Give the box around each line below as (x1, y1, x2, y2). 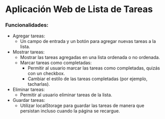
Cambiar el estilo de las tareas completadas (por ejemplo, (27, 76, 148, 82)
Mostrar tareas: (12, 49, 45, 55)
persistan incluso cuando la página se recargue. (20, 108, 120, 114)
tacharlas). (27, 81, 50, 87)
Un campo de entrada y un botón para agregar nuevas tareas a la (20, 38, 156, 44)
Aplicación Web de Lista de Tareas (5, 4, 153, 15)
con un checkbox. (27, 71, 65, 77)
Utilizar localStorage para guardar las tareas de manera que (20, 102, 145, 109)
